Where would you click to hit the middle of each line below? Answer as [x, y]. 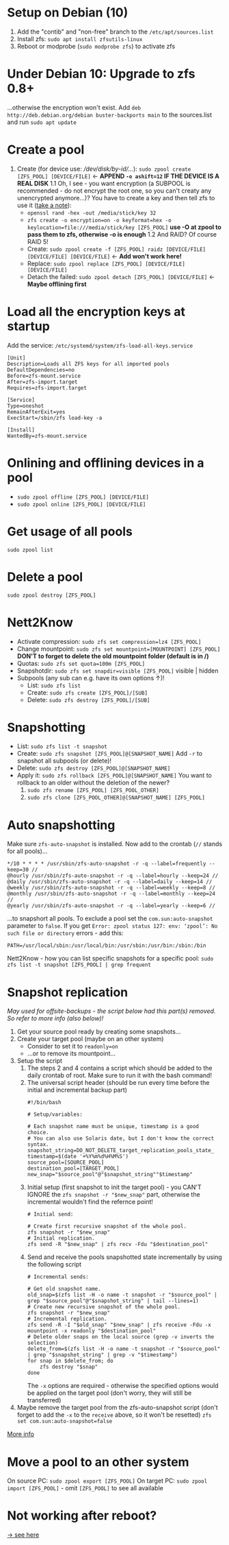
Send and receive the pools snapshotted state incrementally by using [124, 1257]
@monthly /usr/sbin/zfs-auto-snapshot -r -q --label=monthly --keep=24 [111, 894]
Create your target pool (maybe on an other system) [90, 1039]
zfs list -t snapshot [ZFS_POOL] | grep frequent [79, 965]
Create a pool [46, 150]
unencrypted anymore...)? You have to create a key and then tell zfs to [116, 197]
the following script [54, 1265]
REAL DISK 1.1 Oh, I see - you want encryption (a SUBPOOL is [104, 183]
